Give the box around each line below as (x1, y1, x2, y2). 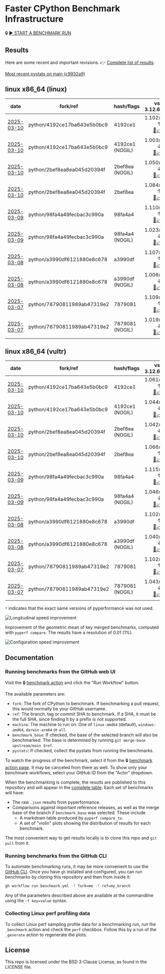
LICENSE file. (5, 964, 32, 970)
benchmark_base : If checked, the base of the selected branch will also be (12, 732, 158, 738)
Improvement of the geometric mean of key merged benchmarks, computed (5, 624, 159, 630)
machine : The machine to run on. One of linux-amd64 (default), (12, 722, 137, 728)
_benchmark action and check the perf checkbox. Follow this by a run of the (5, 926, 157, 932)
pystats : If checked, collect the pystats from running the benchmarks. (12, 748, 154, 754)
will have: (5, 790, 25, 796)
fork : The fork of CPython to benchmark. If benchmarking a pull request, (12, 700, 160, 706)
